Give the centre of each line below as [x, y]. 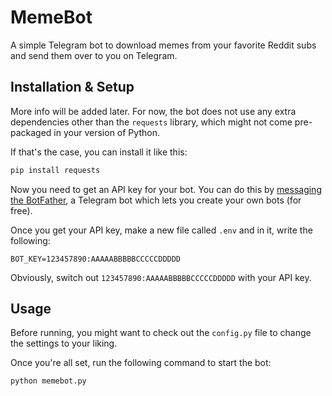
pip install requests [55, 170]
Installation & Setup [72, 87]
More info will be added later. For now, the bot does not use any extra [153, 111]
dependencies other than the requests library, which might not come [151, 122]
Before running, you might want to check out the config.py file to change [161, 333]
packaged [31, 132]
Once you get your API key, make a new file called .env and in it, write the [161, 230]
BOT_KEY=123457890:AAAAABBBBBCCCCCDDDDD [96, 259]
